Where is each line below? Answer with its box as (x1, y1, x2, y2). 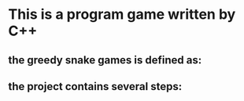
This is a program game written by (8, 5, 236, 23)
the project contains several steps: (8, 80, 183, 93)
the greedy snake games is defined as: (8, 53, 202, 67)
